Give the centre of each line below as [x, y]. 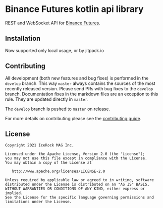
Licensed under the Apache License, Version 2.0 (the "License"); [75, 154]
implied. [14, 193]
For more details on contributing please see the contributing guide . [73, 118]
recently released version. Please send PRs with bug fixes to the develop [79, 88]
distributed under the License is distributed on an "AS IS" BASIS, [77, 185]
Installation [23, 38]
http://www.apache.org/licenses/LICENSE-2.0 [58, 172]
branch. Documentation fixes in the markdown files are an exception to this [82, 94]
